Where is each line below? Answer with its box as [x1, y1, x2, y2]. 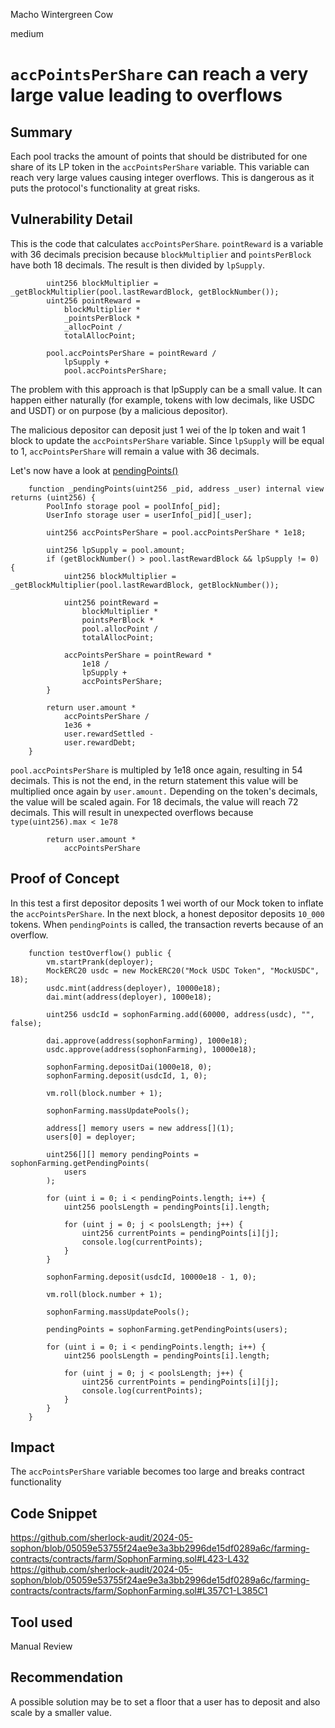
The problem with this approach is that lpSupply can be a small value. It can [10, 383, 323, 395]
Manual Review [10, 1640, 73, 1653]
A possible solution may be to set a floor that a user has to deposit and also [10, 1695, 321, 1708]
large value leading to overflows [10, 84, 283, 107]
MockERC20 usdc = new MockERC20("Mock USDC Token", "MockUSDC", [46, 965, 320, 976]
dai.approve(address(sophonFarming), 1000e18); [46, 1035, 248, 1046]
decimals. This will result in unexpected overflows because [10, 806, 254, 818]
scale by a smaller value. [10, 1706, 112, 1718]
